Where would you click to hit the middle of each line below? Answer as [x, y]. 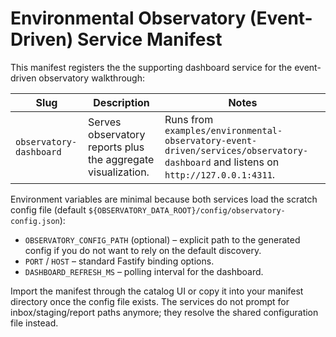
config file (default [48, 209]
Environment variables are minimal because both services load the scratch [164, 199]
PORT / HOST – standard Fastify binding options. [119, 261]
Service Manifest [149, 39]
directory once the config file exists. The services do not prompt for [150, 301]
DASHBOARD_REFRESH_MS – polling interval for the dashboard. [144, 271]
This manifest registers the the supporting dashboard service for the [151, 67]
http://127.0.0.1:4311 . [220, 174]
